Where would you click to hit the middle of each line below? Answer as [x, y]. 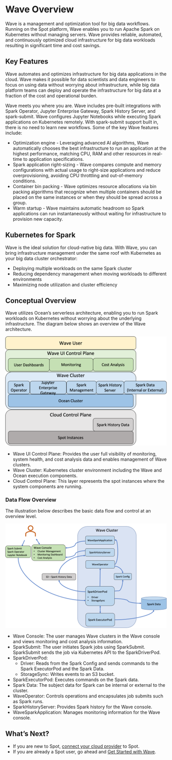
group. [20, 202]
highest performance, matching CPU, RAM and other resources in [82, 153]
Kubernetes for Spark [40, 235]
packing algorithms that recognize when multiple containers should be [87, 192]
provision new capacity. [38, 219]
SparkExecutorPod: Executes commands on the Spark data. [76, 680]
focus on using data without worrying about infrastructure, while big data [82, 85]
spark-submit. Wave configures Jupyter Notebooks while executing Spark [83, 116]
